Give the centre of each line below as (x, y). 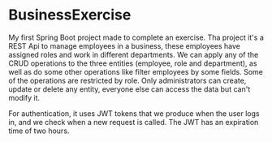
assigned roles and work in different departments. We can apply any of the (134, 54)
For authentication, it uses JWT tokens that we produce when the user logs (134, 113)
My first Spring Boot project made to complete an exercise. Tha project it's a (136, 37)
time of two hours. (39, 131)
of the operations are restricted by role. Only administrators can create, (127, 80)
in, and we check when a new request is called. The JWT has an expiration (134, 122)
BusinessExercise (70, 15)
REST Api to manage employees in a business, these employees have (125, 45)
